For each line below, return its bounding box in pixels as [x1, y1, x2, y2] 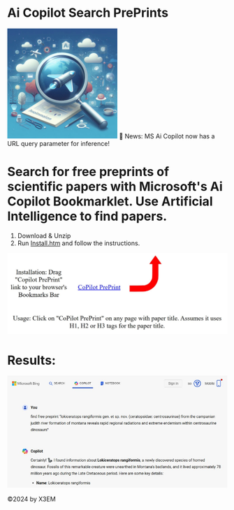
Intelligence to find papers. [7, 208, 168, 224]
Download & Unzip [17, 231, 71, 240]
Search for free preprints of [7, 164, 170, 180]
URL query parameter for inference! [7, 139, 110, 147]
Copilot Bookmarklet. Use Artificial [7, 194, 213, 210]
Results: [7, 352, 56, 368]
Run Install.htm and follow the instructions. [17, 239, 140, 247]
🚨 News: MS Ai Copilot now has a [118, 131, 215, 140]
